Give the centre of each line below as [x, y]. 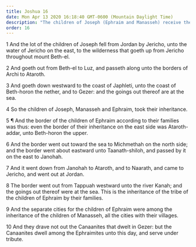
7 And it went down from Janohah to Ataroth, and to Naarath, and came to [95, 168]
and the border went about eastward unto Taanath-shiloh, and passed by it [96, 151]
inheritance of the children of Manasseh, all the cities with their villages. [92, 215]
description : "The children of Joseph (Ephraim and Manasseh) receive [94, 22]
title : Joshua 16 [27, 11]
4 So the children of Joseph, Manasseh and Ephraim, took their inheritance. [97, 109]
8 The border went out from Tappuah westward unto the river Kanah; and [94, 186]
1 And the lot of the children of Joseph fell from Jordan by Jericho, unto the [97, 44]
